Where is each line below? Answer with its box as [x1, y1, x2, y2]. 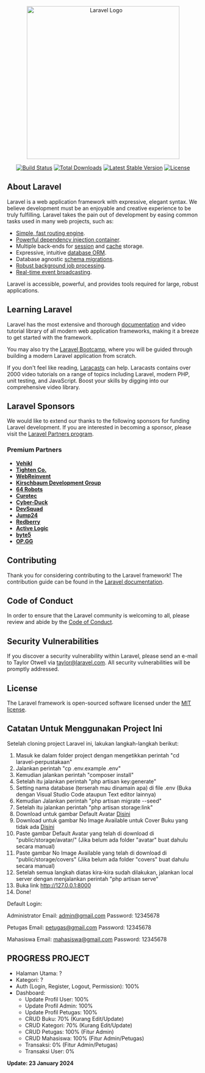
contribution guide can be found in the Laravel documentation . [7, 578, 164, 585]
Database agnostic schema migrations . [15, 255, 115, 262]
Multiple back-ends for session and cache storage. [15, 242, 144, 250]
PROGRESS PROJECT [7, 953, 90, 963]
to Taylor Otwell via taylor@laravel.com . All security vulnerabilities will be [7, 659, 191, 666]
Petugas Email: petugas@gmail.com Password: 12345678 [7, 924, 152, 931]
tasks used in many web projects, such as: [7, 217, 114, 225]
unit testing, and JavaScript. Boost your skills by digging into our [7, 377, 169, 384]
